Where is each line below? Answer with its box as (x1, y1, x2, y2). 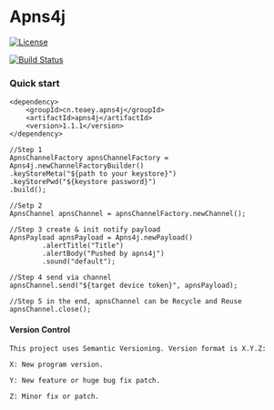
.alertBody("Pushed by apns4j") (42, 249, 166, 259)
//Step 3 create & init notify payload (9, 225, 161, 234)
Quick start (9, 77, 61, 89)
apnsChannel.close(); (9, 305, 92, 314)
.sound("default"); (42, 257, 117, 266)
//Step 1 (9, 146, 43, 155)
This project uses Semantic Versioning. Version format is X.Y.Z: (9, 344, 267, 354)
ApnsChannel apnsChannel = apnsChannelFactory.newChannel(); (9, 210, 247, 219)
